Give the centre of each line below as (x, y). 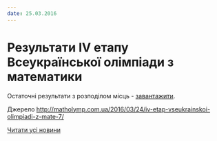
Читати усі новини (34, 130)
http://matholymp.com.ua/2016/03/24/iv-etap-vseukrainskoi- (123, 109)
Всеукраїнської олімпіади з (91, 62)
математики (45, 77)
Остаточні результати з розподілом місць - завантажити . (91, 96)
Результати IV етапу (68, 47)
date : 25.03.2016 (32, 13)
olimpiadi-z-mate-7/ (35, 116)
